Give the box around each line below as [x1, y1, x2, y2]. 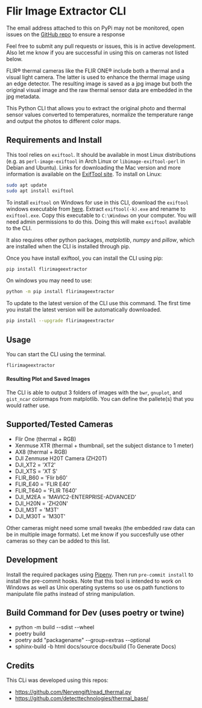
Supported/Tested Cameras [6, 419, 113, 429]
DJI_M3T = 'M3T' [14, 506, 59, 513]
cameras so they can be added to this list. [6, 537, 110, 544]
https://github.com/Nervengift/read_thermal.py [14, 689, 131, 696]
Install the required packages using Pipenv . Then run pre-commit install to [6, 571, 194, 578]
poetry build [14, 630, 46, 637]
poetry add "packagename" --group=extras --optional [14, 637, 151, 644]
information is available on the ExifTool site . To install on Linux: [6, 170, 162, 177]
